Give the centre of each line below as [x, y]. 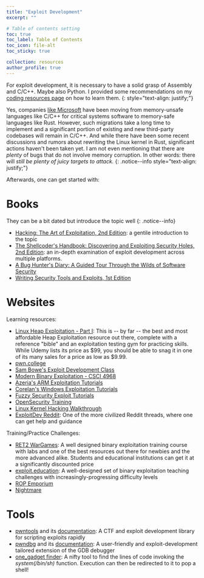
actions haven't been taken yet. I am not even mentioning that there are [95, 148]
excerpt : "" [21, 18]
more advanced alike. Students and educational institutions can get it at [104, 457]
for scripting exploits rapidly [50, 537]
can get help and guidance [49, 421]
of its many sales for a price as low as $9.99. [71, 356]
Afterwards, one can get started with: [53, 179]
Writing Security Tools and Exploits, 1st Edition [73, 277]
